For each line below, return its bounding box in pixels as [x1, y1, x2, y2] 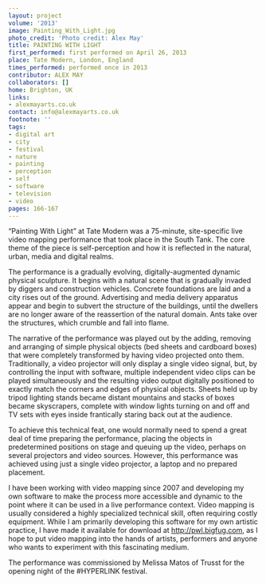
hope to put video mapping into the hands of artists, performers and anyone [8, 534, 257, 543]
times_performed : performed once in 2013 [8, 64, 148, 72]
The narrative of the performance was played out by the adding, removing [8, 333, 252, 343]
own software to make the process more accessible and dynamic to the [8, 491, 243, 501]
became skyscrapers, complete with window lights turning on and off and [8, 401, 250, 411]
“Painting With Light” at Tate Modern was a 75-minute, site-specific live [8, 227, 243, 236]
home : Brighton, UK [8, 85, 73, 94]
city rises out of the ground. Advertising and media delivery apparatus [8, 293, 239, 302]
